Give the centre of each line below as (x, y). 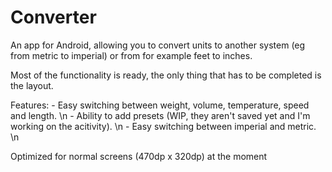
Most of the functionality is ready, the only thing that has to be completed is (166, 75)
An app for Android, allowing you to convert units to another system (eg (158, 45)
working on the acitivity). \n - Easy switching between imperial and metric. (163, 126)
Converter (53, 17)
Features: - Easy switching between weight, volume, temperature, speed (160, 105)
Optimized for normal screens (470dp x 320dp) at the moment (139, 156)
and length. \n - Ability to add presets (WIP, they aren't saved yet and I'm (160, 115)
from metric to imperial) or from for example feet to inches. (131, 55)
